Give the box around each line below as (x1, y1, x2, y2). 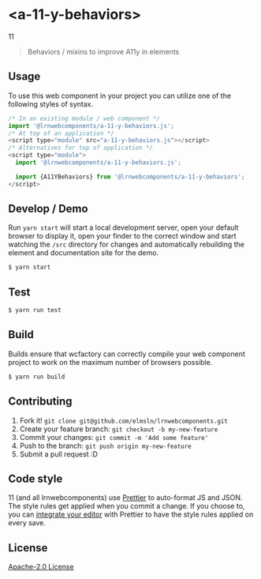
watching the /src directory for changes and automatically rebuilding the (8, 239, 244, 250)
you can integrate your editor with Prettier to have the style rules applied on (8, 509, 254, 519)
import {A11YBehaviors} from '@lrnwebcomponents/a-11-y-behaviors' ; (15, 172, 245, 181)
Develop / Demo (8, 202, 88, 216)
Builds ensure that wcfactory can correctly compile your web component (8, 349, 246, 359)
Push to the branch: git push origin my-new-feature (19, 441, 192, 450)
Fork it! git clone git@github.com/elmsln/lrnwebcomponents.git (19, 415, 229, 425)
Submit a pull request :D (19, 449, 99, 459)
